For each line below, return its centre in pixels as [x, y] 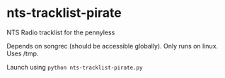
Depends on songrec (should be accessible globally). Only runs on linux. [112, 46]
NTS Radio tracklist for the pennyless [61, 32]
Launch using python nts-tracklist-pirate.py [75, 67]
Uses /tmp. [23, 53]
